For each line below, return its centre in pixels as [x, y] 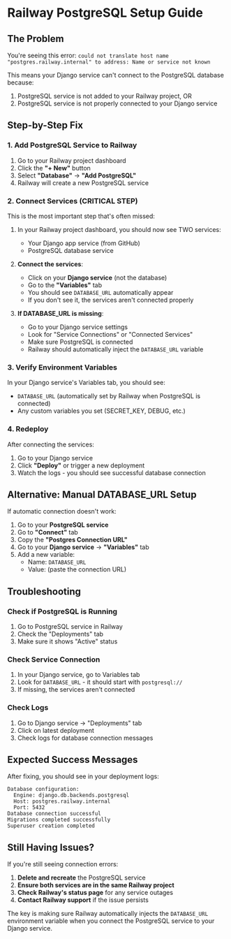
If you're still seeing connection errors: [63, 864]
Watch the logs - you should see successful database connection [111, 472]
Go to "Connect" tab [47, 532]
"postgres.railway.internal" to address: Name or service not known [109, 62]
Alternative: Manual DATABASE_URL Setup [102, 494]
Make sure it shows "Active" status [67, 641]
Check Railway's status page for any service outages [95, 893]
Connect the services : [50, 264]
